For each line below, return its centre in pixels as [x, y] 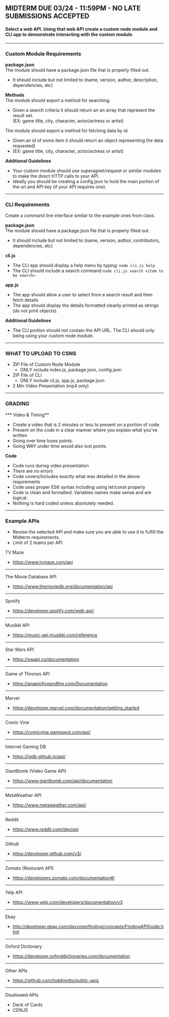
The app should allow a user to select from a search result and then [82, 295]
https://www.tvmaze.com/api [43, 562]
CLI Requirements [27, 204]
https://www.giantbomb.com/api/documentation [62, 781]
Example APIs [22, 521]
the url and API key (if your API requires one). [59, 187]
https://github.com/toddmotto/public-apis [56, 981]
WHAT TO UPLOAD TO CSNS [41, 354]
